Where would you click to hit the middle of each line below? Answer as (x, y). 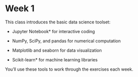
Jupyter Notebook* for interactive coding (53, 31)
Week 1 (20, 9)
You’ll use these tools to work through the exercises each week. (69, 69)
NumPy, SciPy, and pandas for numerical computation (66, 41)
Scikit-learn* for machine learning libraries (55, 59)
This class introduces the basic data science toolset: (58, 22)
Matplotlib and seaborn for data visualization (57, 50)
